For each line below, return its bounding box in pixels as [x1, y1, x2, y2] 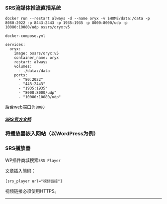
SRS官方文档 [5, 116, 31, 122]
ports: [14, 73, 28, 78]
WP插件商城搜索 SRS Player [5, 157, 61, 163]
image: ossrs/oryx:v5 [14, 51, 59, 56]
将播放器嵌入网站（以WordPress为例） [5, 130, 99, 137]
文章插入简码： [5, 168, 36, 174]
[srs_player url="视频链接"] [5, 179, 63, 184]
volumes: [14, 64, 32, 69]
